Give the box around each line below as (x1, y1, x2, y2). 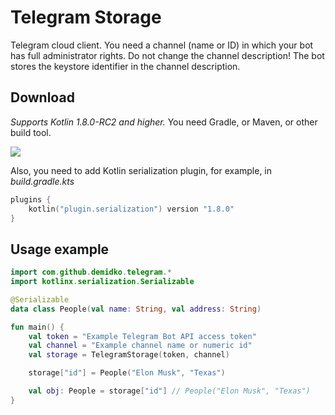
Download (10, 89, 75, 106)
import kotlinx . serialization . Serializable (10, 277, 195, 287)
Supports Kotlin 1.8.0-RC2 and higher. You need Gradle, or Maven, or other (10, 116, 318, 128)
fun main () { (10, 322, 65, 332)
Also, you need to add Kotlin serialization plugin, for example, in (10, 164, 273, 176)
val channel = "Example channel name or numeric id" (28, 341, 253, 351)
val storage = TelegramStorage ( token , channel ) (28, 350, 230, 360)
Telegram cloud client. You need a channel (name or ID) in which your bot (10, 39, 314, 51)
